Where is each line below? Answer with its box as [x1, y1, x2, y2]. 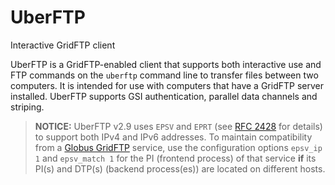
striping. [10, 101, 45, 113]
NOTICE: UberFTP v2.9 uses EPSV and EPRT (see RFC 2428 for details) [34, 120, 323, 132]
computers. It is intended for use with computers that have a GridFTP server [10, 79, 324, 91]
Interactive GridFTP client [10, 39, 116, 51]
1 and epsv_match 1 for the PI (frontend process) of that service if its [34, 152, 317, 164]
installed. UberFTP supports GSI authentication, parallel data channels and [10, 90, 318, 102]
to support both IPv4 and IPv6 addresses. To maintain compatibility [34, 131, 313, 143]
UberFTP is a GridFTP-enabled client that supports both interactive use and [10, 58, 322, 70]
